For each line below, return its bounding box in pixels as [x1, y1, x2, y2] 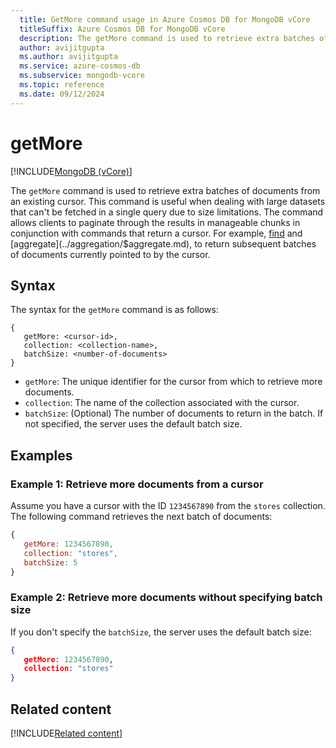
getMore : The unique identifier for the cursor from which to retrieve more [24, 376, 323, 388]
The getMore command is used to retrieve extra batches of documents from [10, 184, 321, 196]
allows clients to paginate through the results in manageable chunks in [10, 216, 301, 228]
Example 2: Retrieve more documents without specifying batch [10, 591, 323, 605]
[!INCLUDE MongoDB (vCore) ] [10, 165, 133, 177]
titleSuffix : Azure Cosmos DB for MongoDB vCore [19, 24, 226, 34]
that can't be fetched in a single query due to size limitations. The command [10, 206, 324, 218]
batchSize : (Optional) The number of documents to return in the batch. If [24, 407, 324, 420]
